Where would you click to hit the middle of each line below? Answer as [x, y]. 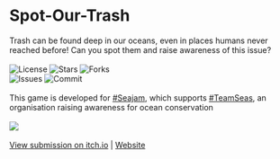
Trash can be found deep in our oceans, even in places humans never [139, 40]
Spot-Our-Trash [70, 16]
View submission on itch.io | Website [77, 145]
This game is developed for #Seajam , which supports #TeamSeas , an [138, 97]
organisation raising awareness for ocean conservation [112, 107]
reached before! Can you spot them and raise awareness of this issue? [140, 49]
